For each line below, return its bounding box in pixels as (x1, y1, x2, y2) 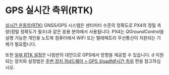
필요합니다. (14, 41, 37, 47)
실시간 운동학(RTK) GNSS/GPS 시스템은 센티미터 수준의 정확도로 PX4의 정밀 (5, 22, 156, 28)
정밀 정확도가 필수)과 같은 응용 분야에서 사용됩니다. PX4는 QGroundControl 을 (11, 28, 164, 34)
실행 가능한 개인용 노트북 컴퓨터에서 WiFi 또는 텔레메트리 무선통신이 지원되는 (5, 35, 156, 41)
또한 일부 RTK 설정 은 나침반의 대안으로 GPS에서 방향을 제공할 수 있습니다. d (5, 51, 155, 58)
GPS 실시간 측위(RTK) (5, 5, 93, 16)
